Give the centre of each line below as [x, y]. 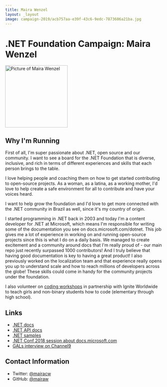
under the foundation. [27, 277]
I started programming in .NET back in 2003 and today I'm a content [75, 219]
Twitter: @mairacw [32, 374]
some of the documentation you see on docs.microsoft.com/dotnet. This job [83, 229]
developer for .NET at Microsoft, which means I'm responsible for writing [80, 224]
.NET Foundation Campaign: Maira [78, 44]
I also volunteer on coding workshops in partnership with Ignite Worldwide [82, 286]
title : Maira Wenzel [27, 10]
